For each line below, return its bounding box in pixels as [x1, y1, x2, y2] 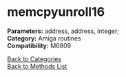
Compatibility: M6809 [7, 41, 71, 49]
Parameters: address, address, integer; [7, 27, 119, 35]
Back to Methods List [7, 62, 67, 70]
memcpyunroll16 [7, 4, 105, 20]
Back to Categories [7, 54, 62, 63]
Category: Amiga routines [7, 34, 81, 42]
